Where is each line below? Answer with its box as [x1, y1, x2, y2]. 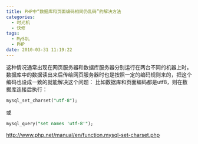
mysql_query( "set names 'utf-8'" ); [6, 120, 94, 126]
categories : [6, 14, 35, 20]
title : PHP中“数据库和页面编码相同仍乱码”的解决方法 [6, 8, 121, 15]
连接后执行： [16, 86, 48, 93]
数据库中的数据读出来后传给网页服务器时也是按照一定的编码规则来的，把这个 [6, 71, 192, 78]
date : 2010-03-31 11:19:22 [6, 47, 72, 53]
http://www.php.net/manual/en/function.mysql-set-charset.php [6, 131, 160, 138]
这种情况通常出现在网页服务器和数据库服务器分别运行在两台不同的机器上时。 [6, 63, 192, 71]
